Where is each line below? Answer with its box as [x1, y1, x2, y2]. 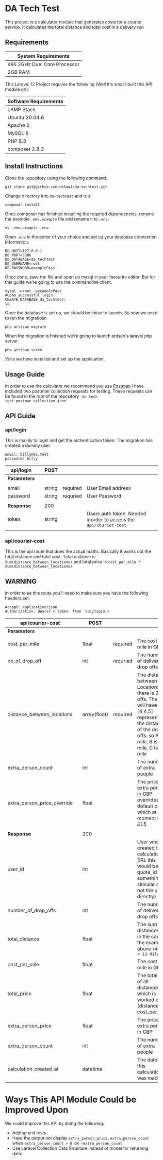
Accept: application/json [5, 605, 57, 610]
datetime [82, 1066, 103, 1073]
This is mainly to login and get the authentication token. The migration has [5, 437, 153, 443]
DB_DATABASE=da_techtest [5, 257, 55, 262]
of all [137, 978, 149, 985]
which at [137, 809, 157, 816]
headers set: [5, 596, 30, 601]
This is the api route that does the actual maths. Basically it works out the [5, 548, 151, 554]
